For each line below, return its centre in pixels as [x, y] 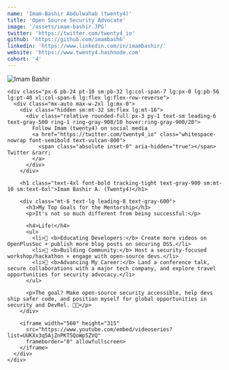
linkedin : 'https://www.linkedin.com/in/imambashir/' [87, 46]
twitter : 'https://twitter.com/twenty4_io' [71, 33]
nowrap [17, 140]
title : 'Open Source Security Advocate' [67, 20]
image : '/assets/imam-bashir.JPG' [57, 26]
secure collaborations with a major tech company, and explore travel [112, 268]
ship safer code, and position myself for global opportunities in [107, 299]
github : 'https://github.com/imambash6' [67, 40]
